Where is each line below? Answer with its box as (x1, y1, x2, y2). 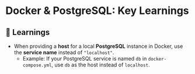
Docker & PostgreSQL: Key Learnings (5, 4, 189, 17)
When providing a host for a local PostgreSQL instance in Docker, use (13, 43, 183, 50)
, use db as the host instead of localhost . (51, 61, 150, 68)
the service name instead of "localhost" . (13, 49, 114, 56)
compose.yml (22, 62, 52, 68)
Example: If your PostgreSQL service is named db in (22, 55, 147, 62)
